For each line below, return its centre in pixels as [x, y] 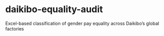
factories [15, 28]
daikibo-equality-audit [54, 9]
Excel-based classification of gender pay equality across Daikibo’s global [82, 23]
